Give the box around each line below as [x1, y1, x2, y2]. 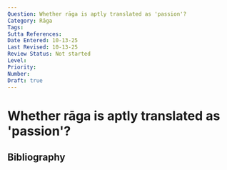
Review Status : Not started [7, 51, 91, 58]
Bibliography [7, 151, 66, 163]
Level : [7, 57, 27, 64]
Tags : [7, 24, 24, 31]
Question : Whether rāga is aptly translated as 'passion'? [7, 10, 187, 18]
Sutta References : [7, 30, 62, 38]
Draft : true [7, 76, 43, 84]
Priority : [7, 64, 37, 71]
